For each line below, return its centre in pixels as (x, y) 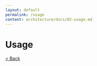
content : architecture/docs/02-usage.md (49, 19)
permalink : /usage (25, 15)
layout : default (22, 10)
